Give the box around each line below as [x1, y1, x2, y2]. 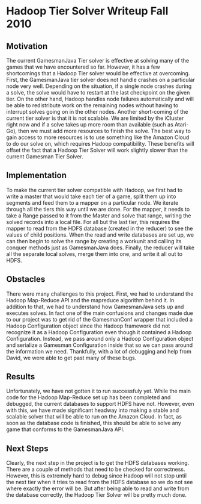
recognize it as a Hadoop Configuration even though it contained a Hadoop [6, 328, 192, 335]
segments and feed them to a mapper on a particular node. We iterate [6, 199, 179, 206]
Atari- [174, 121, 189, 128]
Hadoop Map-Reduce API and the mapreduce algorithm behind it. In [6, 296, 175, 303]
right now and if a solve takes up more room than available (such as [6, 121, 174, 128]
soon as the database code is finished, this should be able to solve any [6, 420, 181, 427]
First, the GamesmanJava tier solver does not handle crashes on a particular [6, 76, 195, 83]
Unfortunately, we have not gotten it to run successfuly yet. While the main [6, 387, 191, 395]
